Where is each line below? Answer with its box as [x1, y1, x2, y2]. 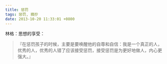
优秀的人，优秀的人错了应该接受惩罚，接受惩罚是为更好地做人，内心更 [17, 48, 162, 54]
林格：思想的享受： [5, 31, 45, 37]
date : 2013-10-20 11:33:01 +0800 [5, 16, 75, 21]
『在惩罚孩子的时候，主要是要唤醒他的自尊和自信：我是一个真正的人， [17, 41, 162, 47]
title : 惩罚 [5, 7, 28, 12]
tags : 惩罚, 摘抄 [5, 12, 38, 17]
